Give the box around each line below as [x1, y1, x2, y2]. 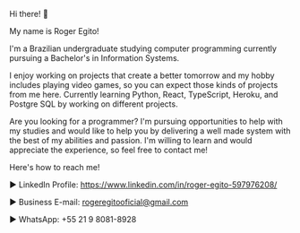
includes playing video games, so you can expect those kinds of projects [9, 80, 279, 90]
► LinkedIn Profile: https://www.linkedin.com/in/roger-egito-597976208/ [9, 179, 278, 190]
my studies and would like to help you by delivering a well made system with [9, 125, 291, 136]
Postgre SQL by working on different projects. [9, 99, 178, 109]
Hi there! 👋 [9, 9, 49, 19]
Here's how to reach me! [9, 162, 100, 172]
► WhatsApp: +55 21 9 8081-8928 [9, 214, 137, 224]
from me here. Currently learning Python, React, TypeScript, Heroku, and [9, 90, 279, 99]
